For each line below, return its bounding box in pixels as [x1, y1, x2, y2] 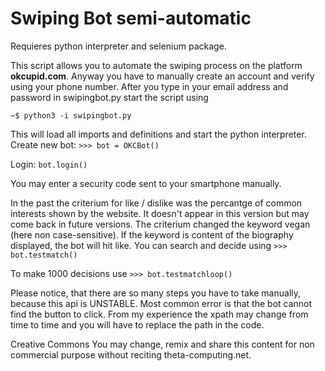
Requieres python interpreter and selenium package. [10, 40, 227, 52]
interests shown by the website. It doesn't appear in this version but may [10, 207, 310, 219]
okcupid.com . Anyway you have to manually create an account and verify [10, 70, 315, 82]
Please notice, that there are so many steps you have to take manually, [10, 287, 302, 299]
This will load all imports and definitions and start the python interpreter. [10, 128, 307, 140]
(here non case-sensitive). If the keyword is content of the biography [10, 228, 294, 241]
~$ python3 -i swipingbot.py [10, 110, 132, 121]
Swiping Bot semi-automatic [10, 7, 252, 30]
